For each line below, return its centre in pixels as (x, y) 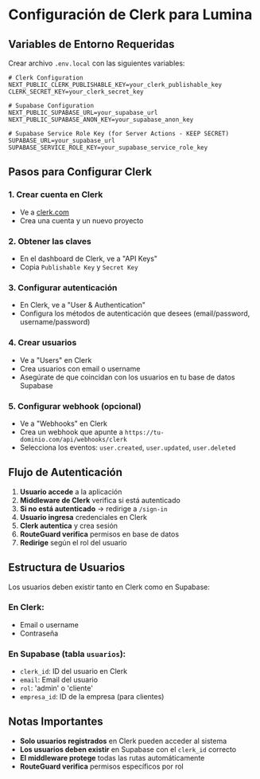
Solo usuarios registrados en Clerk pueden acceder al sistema (123, 741)
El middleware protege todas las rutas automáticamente (112, 757)
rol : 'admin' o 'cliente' (56, 688)
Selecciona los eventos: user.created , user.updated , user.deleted (128, 447)
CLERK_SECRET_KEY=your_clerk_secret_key (76, 92)
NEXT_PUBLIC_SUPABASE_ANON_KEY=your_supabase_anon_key (101, 120)
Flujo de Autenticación (66, 472)
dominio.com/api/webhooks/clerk (73, 439)
